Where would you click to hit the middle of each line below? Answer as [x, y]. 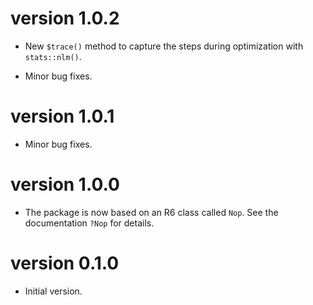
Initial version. [53, 291]
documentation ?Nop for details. [89, 223]
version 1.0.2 [65, 18]
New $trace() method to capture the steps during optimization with [164, 46]
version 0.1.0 [65, 263]
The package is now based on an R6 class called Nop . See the [151, 212]
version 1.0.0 [65, 184]
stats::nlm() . [53, 56]
